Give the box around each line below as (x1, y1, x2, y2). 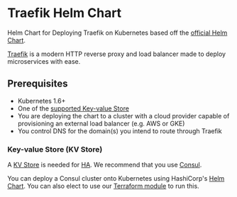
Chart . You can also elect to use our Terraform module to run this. (7, 182, 200, 191)
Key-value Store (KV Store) (7, 144, 103, 154)
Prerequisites (7, 78, 68, 90)
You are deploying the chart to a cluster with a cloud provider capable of (17, 111, 230, 120)
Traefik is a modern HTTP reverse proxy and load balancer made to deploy (7, 50, 226, 58)
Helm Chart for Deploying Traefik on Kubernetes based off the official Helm (7, 28, 228, 37)
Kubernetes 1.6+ (17, 96, 66, 105)
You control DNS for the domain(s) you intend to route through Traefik (17, 126, 222, 135)
